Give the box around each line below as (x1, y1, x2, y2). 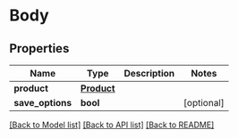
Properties (9, 41, 70, 56)
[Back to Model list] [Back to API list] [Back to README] (9, 119, 215, 130)
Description (123, 68, 175, 79)
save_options (13, 97, 72, 109)
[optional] (183, 97, 225, 109)
